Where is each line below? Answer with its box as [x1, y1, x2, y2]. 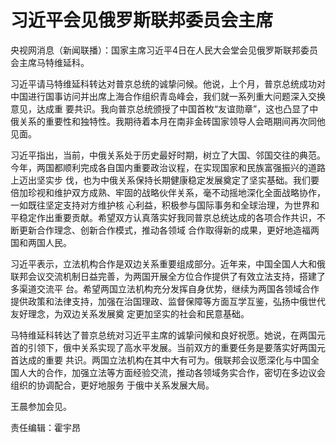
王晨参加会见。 [10, 400, 72, 412]
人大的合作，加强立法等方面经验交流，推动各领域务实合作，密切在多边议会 [18, 366, 326, 378]
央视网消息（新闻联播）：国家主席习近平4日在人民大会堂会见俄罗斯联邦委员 [10, 44, 319, 56]
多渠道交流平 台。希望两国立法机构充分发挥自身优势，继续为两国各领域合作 [10, 282, 320, 295]
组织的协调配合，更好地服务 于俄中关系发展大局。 [10, 379, 215, 391]
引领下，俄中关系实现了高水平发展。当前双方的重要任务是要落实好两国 [27, 341, 317, 353]
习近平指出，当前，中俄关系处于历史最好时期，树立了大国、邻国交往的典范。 [10, 149, 326, 161]
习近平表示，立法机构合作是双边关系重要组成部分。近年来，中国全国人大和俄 [10, 257, 326, 270]
